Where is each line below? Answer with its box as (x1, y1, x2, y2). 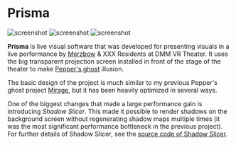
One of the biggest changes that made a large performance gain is (7, 99, 203, 108)
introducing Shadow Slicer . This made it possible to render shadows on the (7, 107, 227, 115)
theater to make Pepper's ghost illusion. (7, 64, 124, 73)
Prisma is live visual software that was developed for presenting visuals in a (7, 42, 230, 50)
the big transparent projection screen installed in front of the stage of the (7, 57, 222, 65)
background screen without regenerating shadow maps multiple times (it (7, 115, 220, 123)
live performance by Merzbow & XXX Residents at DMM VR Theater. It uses (7, 50, 229, 58)
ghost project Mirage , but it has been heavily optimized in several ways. (7, 86, 218, 94)
